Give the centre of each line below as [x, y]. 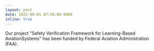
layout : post [19, 10]
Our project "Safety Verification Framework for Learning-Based [70, 33]
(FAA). [12, 44]
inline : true [19, 19]
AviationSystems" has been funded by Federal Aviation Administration [77, 38]
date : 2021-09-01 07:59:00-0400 [39, 14]
